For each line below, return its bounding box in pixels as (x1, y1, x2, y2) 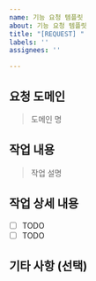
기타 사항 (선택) (9, 259, 88, 274)
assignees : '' (9, 46, 62, 55)
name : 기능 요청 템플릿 (9, 12, 84, 22)
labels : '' (9, 37, 49, 47)
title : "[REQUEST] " (9, 29, 85, 38)
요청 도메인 (9, 89, 66, 104)
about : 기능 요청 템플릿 (9, 21, 88, 30)
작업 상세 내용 (9, 196, 79, 211)
